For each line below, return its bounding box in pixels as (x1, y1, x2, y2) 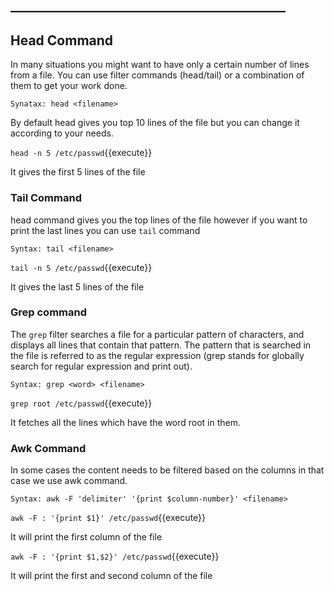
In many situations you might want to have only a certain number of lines (10, 59, 310, 71)
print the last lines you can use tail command (10, 224, 201, 236)
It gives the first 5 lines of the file (10, 166, 146, 178)
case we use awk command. (10, 475, 128, 487)
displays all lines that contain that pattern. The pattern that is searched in (10, 339, 312, 351)
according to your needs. (10, 127, 114, 139)
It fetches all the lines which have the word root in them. (10, 416, 242, 428)
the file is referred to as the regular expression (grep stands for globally (10, 349, 305, 361)
